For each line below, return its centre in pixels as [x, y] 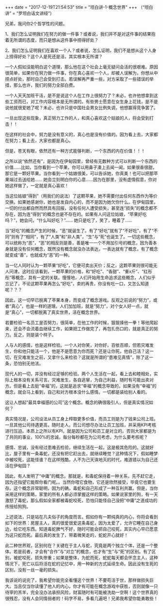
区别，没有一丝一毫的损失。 [33, 570]
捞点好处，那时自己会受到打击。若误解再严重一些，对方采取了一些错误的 [77, 79]
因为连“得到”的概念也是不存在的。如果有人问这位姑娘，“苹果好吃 [82, 214]
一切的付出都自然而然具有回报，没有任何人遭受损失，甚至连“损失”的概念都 [79, 208]
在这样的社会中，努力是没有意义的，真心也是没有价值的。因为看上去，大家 [79, 134]
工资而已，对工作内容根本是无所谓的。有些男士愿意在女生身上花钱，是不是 [83, 102]
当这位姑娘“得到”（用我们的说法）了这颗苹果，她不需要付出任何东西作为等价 [81, 196]
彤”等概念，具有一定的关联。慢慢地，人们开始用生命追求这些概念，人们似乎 [81, 277]
